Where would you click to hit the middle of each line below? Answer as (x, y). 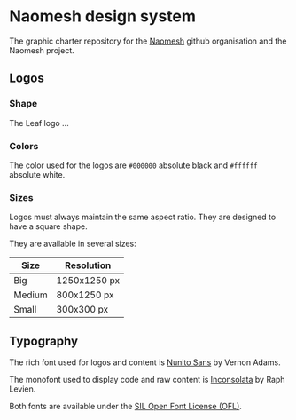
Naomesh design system (103, 16)
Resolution (88, 265)
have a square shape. (48, 226)
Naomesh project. (42, 50)
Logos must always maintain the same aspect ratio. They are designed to (143, 217)
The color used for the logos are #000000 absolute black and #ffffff (134, 165)
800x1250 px (85, 295)
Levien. (23, 389)
